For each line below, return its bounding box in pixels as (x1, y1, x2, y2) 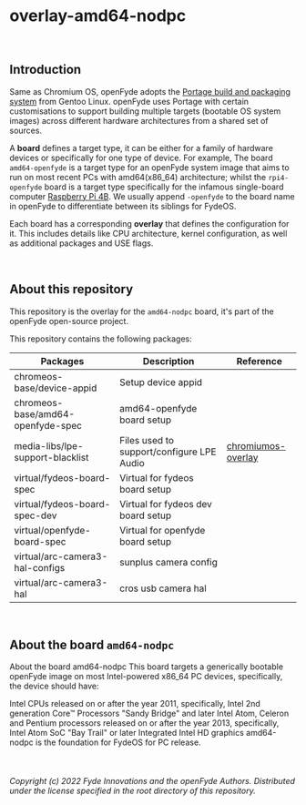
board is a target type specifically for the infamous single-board (44, 181, 284, 192)
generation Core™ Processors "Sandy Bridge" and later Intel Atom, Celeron (9, 708, 290, 719)
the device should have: (9, 680, 99, 692)
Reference (236, 354, 282, 367)
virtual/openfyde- (14, 524, 91, 536)
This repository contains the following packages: (9, 333, 193, 344)
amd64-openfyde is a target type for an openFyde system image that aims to (9, 161, 290, 173)
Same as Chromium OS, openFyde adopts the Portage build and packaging (9, 86, 291, 97)
